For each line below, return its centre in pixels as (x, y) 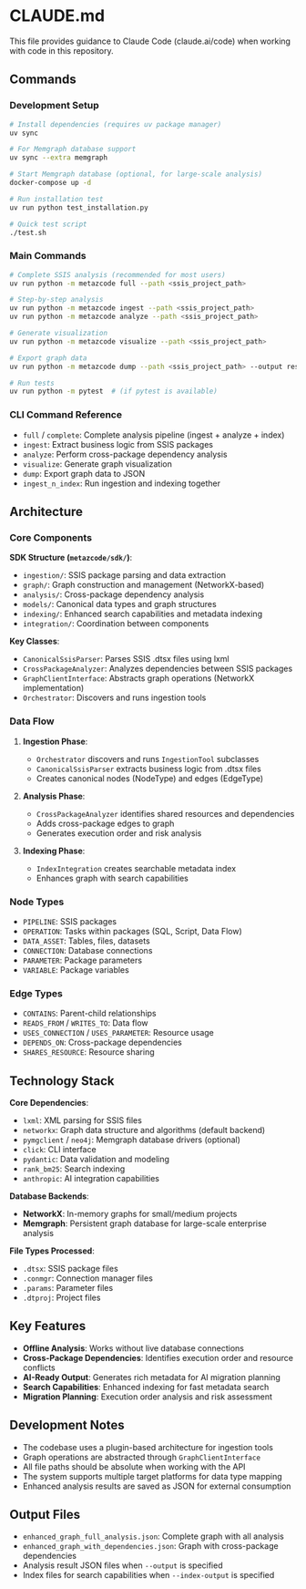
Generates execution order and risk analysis (119, 833)
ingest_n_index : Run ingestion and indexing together (122, 483)
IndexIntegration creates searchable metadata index (136, 868)
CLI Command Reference (66, 415)
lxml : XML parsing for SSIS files (82, 1120)
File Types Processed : (52, 1251)
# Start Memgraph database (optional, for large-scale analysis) (136, 174)
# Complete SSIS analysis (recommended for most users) (117, 274)
